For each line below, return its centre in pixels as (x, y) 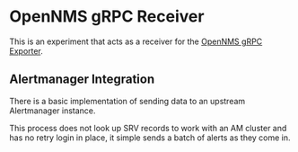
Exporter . (26, 50)
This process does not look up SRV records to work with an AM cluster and (148, 128)
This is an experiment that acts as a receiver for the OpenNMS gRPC (136, 41)
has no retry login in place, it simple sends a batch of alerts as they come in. (150, 138)
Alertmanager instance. (53, 111)
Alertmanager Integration (82, 80)
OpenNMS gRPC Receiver (107, 17)
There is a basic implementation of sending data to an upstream (127, 101)
